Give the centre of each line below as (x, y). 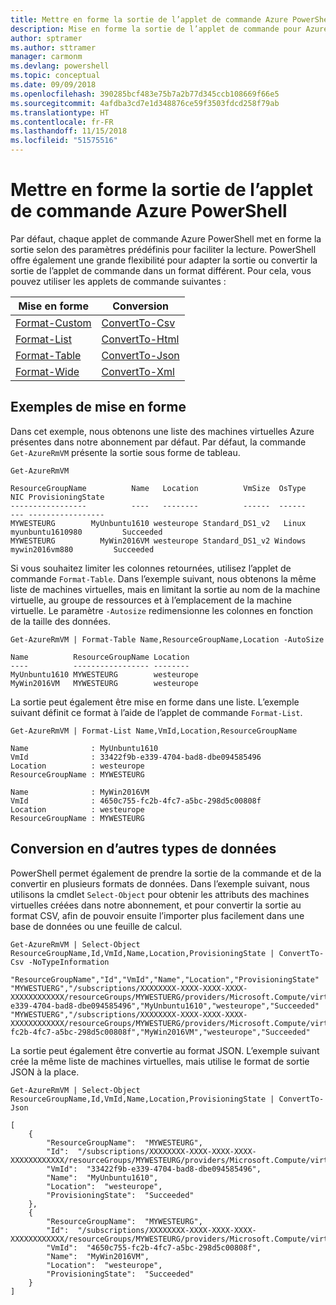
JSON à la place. (45, 1072)
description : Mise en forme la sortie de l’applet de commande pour (156, 29)
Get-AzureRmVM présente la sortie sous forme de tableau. (125, 452)
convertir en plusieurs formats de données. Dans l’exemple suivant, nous (160, 883)
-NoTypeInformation (69, 962)
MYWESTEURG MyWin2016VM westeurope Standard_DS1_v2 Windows (158, 541)
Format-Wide (47, 371)
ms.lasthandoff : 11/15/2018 (69, 131)
